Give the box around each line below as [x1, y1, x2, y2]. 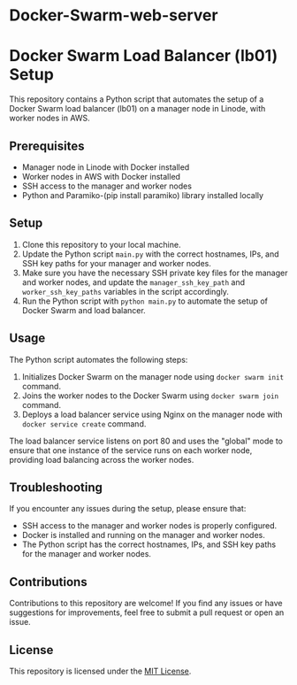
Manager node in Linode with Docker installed [21, 161, 190, 173]
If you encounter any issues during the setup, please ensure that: [9, 504, 247, 514]
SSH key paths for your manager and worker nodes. [21, 258, 212, 268]
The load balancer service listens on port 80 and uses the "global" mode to [9, 435, 283, 446]
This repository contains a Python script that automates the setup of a [9, 94, 264, 104]
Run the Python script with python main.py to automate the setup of [21, 296, 268, 306]
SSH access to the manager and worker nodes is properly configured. [21, 520, 278, 531]
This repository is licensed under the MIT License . [9, 666, 192, 676]
